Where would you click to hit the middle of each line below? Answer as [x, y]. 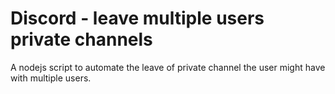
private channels [81, 39]
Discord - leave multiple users [137, 18]
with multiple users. [51, 78]
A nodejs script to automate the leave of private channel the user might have [168, 67]
